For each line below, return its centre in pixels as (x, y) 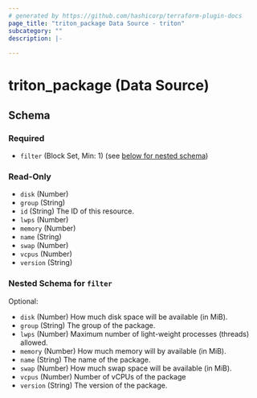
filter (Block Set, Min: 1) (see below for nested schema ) (114, 155)
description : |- (35, 38)
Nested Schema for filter (60, 284)
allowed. (34, 342)
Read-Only (30, 176)
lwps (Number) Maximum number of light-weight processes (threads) (135, 334)
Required (27, 138)
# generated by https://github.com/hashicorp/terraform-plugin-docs (125, 16)
